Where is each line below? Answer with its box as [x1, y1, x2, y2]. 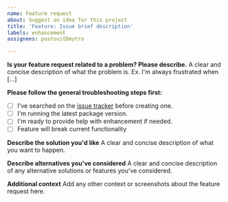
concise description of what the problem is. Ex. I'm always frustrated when [7, 68, 219, 76]
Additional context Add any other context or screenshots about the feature [7, 180, 220, 188]
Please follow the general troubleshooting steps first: [7, 89, 163, 97]
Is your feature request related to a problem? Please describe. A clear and [7, 60, 221, 69]
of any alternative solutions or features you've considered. [7, 166, 173, 175]
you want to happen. [7, 146, 65, 155]
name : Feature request [7, 10, 72, 17]
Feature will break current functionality [16, 125, 127, 133]
